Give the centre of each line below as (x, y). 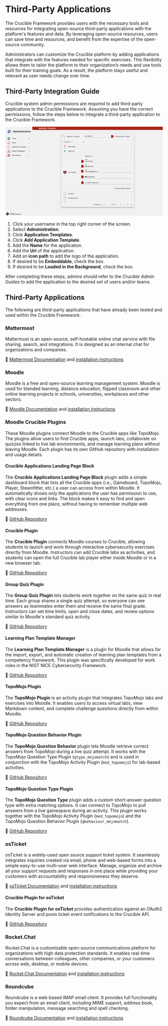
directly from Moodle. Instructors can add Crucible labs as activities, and (80, 552)
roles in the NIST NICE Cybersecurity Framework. (56, 665)
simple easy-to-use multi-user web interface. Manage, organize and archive (84, 866)
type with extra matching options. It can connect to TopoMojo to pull (75, 805)
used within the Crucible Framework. (43, 315)
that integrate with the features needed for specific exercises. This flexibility (83, 59)
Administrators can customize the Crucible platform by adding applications (82, 54)
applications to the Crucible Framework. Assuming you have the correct (79, 109)
